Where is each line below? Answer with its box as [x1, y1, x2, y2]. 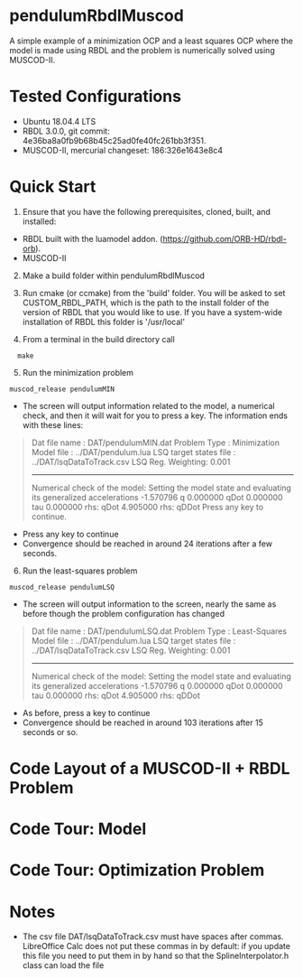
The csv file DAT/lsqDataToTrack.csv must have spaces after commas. [22, 931, 284, 942]
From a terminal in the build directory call [22, 333, 176, 344]
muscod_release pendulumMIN [9, 385, 115, 394]
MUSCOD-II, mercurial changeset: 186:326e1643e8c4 [22, 144, 224, 155]
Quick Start [9, 177, 96, 197]
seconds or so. [22, 726, 78, 737]
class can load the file [22, 960, 105, 971]
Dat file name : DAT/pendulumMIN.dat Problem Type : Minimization [31, 437, 280, 448]
